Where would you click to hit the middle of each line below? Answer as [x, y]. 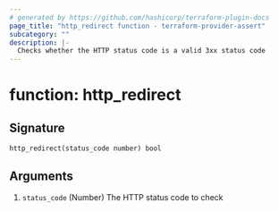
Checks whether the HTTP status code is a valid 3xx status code [142, 51]
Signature [37, 127]
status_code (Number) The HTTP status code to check [122, 197]
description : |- [39, 42]
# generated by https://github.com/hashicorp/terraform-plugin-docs [139, 17]
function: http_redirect [95, 95]
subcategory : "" [39, 34]
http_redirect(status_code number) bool [86, 148]
